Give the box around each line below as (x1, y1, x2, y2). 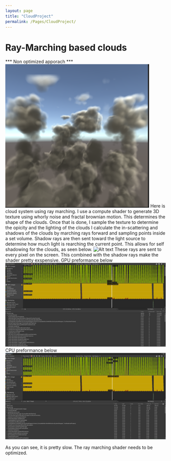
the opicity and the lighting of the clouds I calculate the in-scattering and (5, 225, 158, 231)
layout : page (5, 8, 33, 13)
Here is (150, 203, 165, 209)
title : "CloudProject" (5, 13, 53, 19)
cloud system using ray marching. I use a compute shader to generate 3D (5, 209, 159, 215)
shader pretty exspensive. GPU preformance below (5, 257, 113, 263)
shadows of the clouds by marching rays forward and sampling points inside (5, 230, 165, 236)
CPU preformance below (5, 348, 58, 354)
